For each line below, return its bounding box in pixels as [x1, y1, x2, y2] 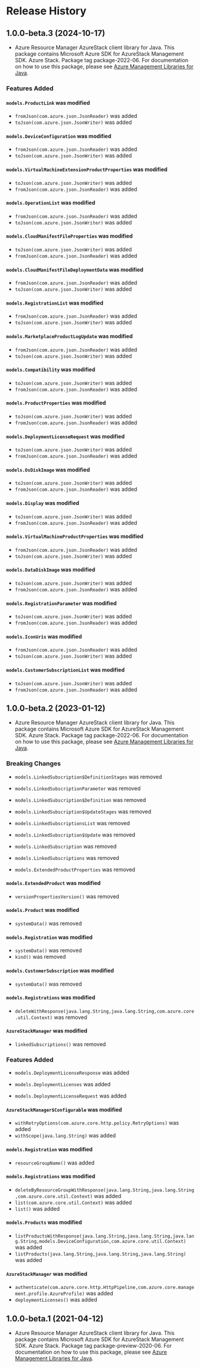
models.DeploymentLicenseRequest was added [14, 1092, 127, 1099]
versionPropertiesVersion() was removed [14, 893, 119, 900]
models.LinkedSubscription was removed [14, 843, 117, 850]
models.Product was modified [6, 907, 79, 914]
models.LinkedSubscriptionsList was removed [14, 819, 130, 826]
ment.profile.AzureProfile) [14, 1291, 85, 1297]
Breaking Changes [6, 759, 61, 768]
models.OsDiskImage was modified [6, 466, 90, 473]
